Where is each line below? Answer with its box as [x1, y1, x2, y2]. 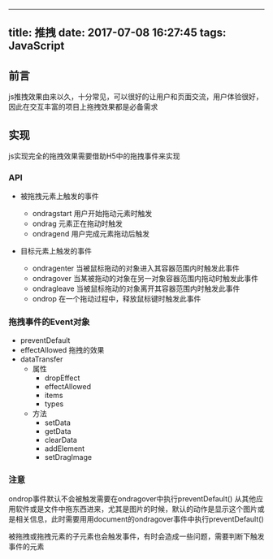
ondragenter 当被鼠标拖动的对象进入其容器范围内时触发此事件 [32, 263, 240, 273]
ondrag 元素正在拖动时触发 [32, 219, 123, 228]
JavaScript [8, 39, 65, 53]
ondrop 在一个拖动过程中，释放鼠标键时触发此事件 [32, 294, 201, 304]
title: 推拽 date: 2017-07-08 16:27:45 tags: [8, 26, 227, 40]
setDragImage [44, 452, 92, 461]
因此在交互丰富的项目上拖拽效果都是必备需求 [8, 102, 158, 112]
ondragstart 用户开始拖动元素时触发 [32, 209, 153, 219]
